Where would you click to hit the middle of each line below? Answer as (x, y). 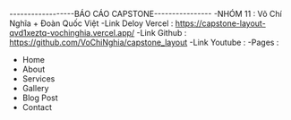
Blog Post (40, 98)
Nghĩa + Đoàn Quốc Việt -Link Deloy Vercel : (91, 23)
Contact (37, 107)
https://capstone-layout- (220, 23)
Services (39, 79)
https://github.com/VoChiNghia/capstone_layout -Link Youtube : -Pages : (144, 42)
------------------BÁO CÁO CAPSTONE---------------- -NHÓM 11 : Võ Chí (145, 14)
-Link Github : (162, 33)
